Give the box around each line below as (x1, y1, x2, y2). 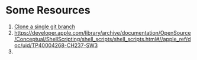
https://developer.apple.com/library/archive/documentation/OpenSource (14, 29, 191, 36)
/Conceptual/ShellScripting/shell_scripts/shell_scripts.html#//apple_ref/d (14, 35, 191, 42)
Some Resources (5, 4, 91, 17)
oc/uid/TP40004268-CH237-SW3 (14, 42, 98, 49)
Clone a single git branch (14, 23, 75, 30)
